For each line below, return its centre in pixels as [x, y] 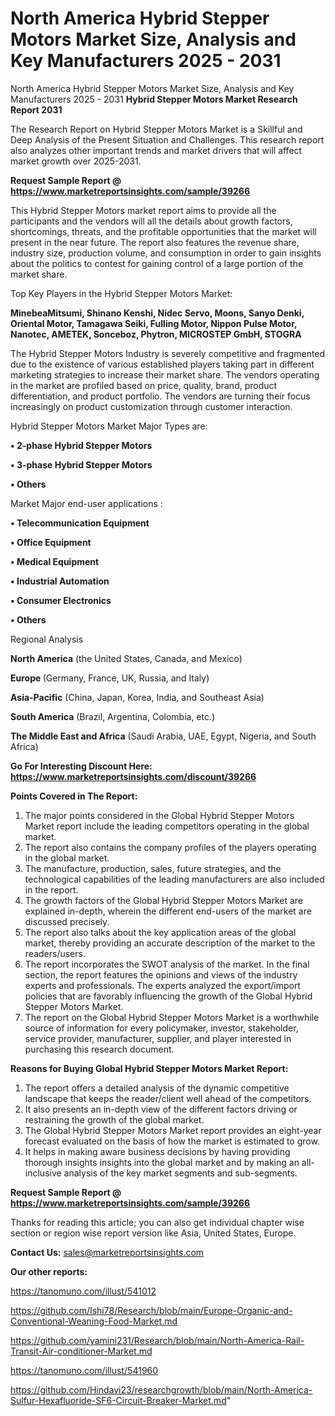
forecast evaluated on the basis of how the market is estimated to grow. [172, 1141]
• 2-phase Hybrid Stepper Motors [81, 445]
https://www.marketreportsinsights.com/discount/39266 [133, 776]
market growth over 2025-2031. [76, 161]
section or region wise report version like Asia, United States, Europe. [153, 1233]
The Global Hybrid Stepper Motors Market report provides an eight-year [173, 1130]
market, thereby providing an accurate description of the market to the [170, 943]
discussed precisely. [67, 921]
